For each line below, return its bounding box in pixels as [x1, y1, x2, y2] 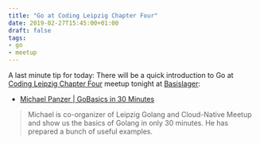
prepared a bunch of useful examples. [27, 126, 153, 136]
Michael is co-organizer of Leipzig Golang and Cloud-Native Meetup [27, 110, 252, 119]
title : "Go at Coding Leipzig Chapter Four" [8, 11, 158, 20]
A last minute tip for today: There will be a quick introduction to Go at [8, 71, 234, 80]
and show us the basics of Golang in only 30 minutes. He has [27, 119, 229, 127]
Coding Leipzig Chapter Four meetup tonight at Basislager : [8, 79, 200, 88]
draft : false [8, 26, 52, 34]
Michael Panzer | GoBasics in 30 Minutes [19, 95, 155, 103]
